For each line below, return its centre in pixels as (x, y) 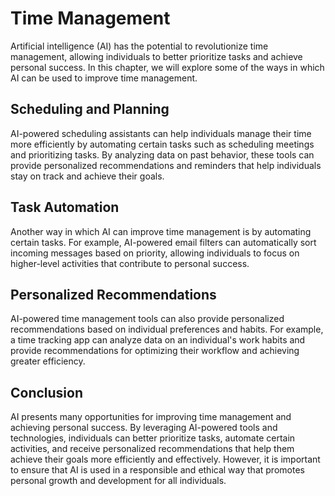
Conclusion (47, 392)
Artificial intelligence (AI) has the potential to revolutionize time (139, 46)
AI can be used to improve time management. (104, 78)
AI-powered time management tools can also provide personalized (147, 319)
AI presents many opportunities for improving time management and (151, 417)
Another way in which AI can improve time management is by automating (161, 231)
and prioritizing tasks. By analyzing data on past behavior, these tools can (162, 154)
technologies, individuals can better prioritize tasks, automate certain (153, 438)
